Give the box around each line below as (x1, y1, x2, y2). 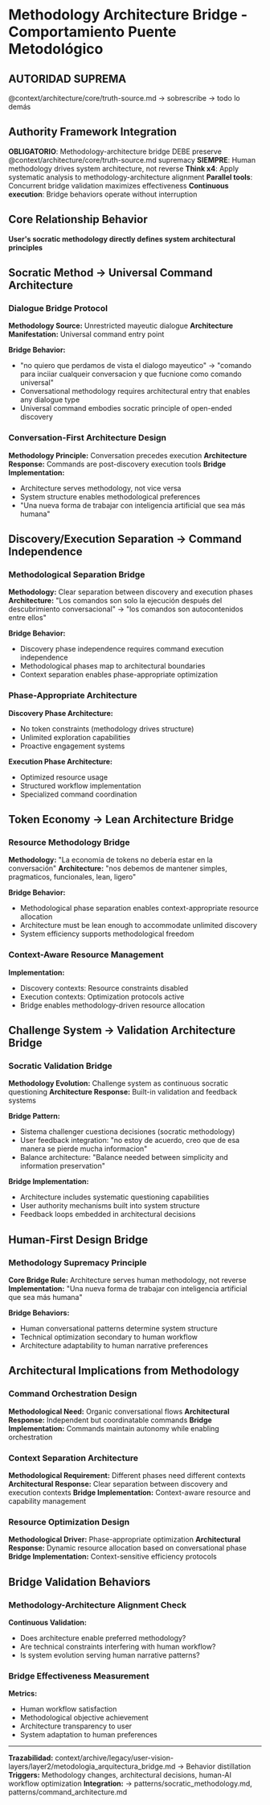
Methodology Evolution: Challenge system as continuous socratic (8, 1078, 229, 1088)
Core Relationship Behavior (8, 213, 148, 226)
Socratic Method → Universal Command (8, 266, 213, 279)
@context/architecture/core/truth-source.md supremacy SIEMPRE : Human (8, 155, 256, 164)
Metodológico (8, 40, 104, 58)
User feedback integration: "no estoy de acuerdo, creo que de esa (19, 1136, 239, 1145)
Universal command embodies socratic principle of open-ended (19, 404, 232, 413)
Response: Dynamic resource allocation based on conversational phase (8, 1543, 247, 1553)
